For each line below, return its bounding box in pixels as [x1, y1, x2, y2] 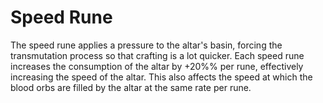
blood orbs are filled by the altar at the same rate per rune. [10, 81, 252, 93]
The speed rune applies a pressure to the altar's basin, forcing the [10, 39, 283, 51]
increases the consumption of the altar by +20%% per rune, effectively [10, 60, 304, 72]
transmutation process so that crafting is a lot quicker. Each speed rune [10, 49, 305, 61]
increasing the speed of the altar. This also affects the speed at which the [10, 71, 313, 83]
